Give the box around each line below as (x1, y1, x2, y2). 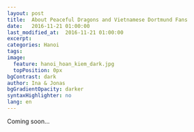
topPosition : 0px (13, 67, 63, 73)
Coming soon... (7, 117, 50, 125)
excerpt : (7, 35, 32, 42)
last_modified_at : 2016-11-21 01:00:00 (7, 29, 124, 36)
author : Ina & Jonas (7, 80, 66, 86)
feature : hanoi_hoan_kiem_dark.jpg (13, 61, 115, 67)
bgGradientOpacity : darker (7, 86, 84, 93)
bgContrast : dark (7, 73, 57, 80)
